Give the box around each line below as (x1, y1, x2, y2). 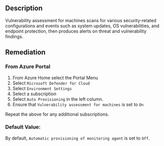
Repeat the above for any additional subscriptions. (5, 111, 109, 117)
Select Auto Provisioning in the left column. (12, 96, 104, 102)
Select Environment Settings (12, 85, 72, 91)
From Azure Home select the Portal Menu (12, 75, 98, 81)
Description (5, 4, 43, 13)
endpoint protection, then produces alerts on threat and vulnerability (5, 28, 147, 34)
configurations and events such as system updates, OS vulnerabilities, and (5, 23, 159, 29)
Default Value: (5, 123, 41, 130)
